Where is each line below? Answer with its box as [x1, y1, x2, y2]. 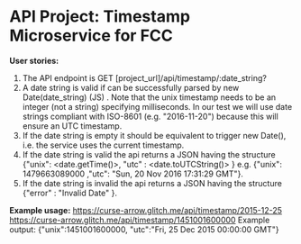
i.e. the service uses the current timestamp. [22, 140, 185, 150]
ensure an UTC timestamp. [22, 120, 123, 131]
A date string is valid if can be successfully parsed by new [22, 82, 240, 93]
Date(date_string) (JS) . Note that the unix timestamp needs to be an [22, 92, 277, 103]
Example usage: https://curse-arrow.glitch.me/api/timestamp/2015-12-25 [9, 204, 282, 215]
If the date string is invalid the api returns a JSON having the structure [22, 177, 282, 188]
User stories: [9, 55, 59, 66]
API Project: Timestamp [9, 6, 191, 27]
